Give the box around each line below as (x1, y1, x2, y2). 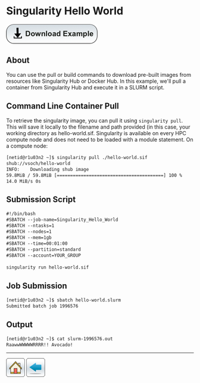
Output (6, 319, 33, 329)
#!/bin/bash (6, 211, 36, 217)
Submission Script (6, 194, 76, 204)
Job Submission (6, 281, 67, 291)
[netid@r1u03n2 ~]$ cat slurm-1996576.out (6, 336, 113, 342)
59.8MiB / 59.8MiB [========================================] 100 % (6, 172, 183, 178)
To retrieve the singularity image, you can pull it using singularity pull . (6, 117, 183, 124)
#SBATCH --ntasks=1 (6, 223, 55, 229)
